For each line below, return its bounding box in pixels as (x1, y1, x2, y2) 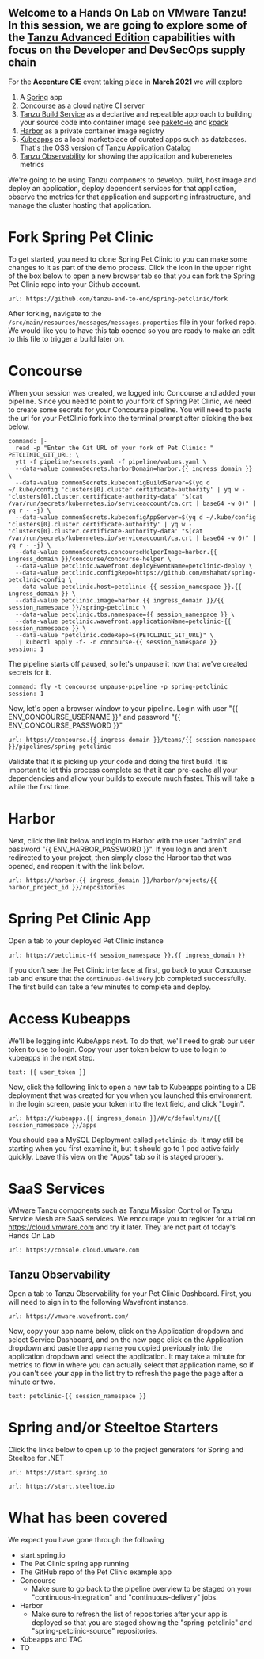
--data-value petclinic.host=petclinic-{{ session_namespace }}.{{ (15, 583, 243, 591)
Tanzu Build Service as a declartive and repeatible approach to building (19, 109, 253, 118)
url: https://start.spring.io (8, 1469, 108, 1477)
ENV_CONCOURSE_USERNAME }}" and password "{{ (8, 712, 181, 721)
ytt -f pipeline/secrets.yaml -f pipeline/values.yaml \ (15, 457, 207, 466)
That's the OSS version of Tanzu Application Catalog (19, 143, 191, 152)
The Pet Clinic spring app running (19, 1559, 130, 1569)
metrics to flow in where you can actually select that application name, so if (8, 1360, 255, 1370)
